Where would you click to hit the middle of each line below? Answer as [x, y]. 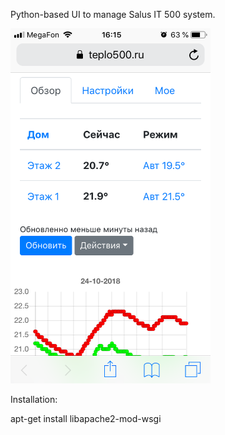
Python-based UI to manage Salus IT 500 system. [113, 14]
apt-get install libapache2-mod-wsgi [86, 418]
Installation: [34, 399]
